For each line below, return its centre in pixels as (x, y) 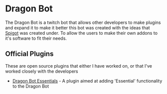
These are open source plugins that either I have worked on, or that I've (79, 66)
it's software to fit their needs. (36, 38)
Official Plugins (29, 54)
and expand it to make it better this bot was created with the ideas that (78, 27)
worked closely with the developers (42, 71)
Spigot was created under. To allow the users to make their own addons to (82, 33)
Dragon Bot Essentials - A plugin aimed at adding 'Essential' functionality (87, 81)
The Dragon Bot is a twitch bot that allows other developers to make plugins (83, 22)
